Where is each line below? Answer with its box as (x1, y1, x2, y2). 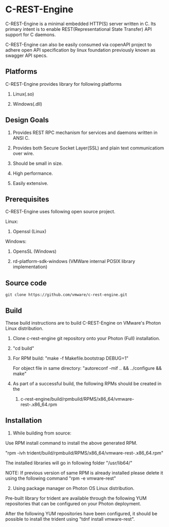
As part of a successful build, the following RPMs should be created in (12, 381, 162, 386)
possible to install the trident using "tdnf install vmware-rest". (5, 516, 135, 522)
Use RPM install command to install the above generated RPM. (5, 440, 138, 446)
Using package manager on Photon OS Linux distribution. (12, 485, 135, 491)
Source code (5, 278, 47, 287)
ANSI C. (12, 135, 30, 141)
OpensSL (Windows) (12, 248, 57, 255)
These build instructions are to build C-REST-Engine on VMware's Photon (5, 320, 161, 326)
